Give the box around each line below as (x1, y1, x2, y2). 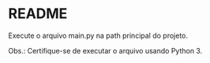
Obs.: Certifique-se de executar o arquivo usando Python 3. (8, 46, 203, 55)
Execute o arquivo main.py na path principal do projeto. (8, 31, 188, 40)
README (8, 5, 68, 23)
